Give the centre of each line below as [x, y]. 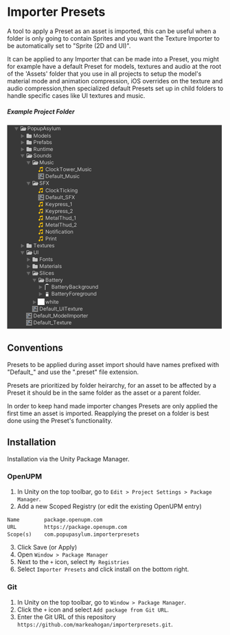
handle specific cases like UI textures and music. [76, 95]
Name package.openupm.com [55, 520]
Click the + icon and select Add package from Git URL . [93, 610]
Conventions [35, 348]
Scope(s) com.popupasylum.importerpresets [73, 534]
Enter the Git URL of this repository [67, 616]
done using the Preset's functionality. [60, 420]
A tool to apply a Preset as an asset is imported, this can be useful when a [112, 31]
